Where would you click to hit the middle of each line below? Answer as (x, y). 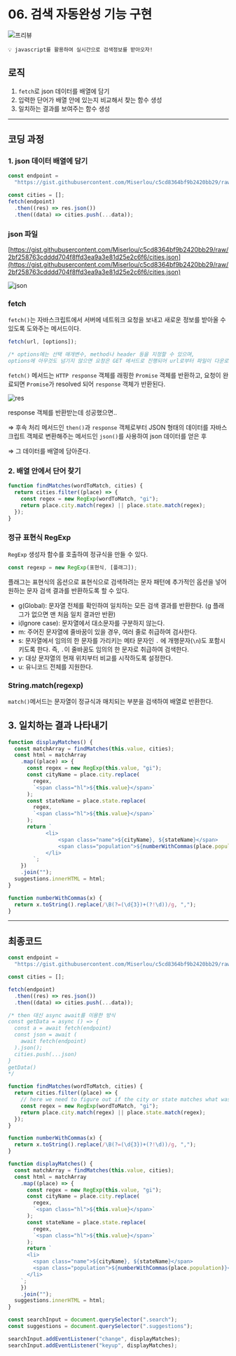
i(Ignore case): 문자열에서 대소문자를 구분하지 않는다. (91, 623)
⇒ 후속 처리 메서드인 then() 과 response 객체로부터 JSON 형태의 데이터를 (108, 427)
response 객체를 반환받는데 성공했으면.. (63, 412)
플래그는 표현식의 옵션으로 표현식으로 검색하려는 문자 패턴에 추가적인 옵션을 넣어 (117, 581)
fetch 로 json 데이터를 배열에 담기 (64, 91)
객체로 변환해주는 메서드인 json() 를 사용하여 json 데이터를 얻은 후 (117, 436)
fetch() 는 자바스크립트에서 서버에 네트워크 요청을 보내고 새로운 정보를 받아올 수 (117, 320)
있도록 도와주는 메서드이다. (44, 328)
